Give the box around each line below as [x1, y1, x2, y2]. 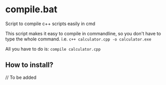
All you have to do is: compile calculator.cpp [5, 46, 101, 52]
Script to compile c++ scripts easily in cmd [5, 20, 96, 27]
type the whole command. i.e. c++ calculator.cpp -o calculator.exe [5, 36, 152, 42]
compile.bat [5, 4, 58, 15]
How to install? [5, 60, 54, 70]
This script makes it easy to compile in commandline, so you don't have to [5, 30, 161, 36]
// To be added [5, 74, 37, 80]
